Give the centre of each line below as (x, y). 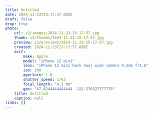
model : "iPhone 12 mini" (49, 61)
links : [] (15, 103)
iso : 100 (32, 70)
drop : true (16, 24)
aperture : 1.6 (38, 75)
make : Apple (36, 56)
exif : (20, 51)
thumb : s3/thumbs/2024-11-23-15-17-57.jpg (59, 38)
